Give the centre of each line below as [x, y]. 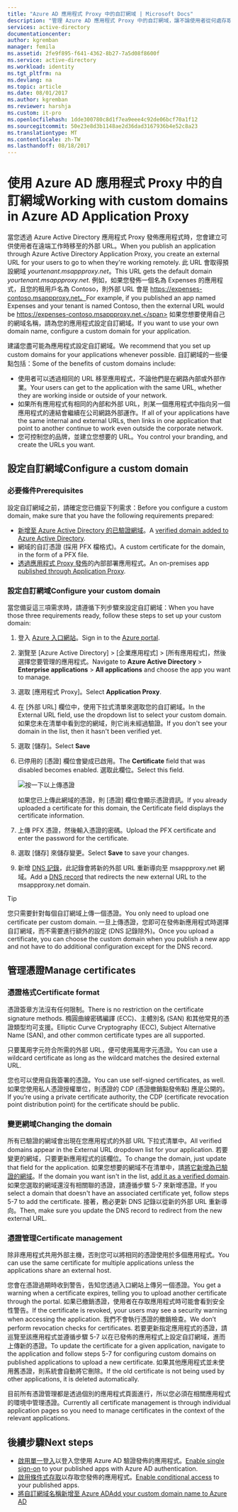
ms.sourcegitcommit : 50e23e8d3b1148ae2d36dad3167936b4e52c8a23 [103, 126]
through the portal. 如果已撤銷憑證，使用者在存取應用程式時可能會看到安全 [116, 1302]
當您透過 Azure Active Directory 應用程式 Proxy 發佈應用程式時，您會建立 [114, 237]
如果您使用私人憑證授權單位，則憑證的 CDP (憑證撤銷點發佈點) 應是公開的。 [118, 1089]
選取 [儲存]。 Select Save [54, 746]
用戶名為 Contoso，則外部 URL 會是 [96, 289]
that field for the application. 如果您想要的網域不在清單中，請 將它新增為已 [114, 1168]
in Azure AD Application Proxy [98, 217]
